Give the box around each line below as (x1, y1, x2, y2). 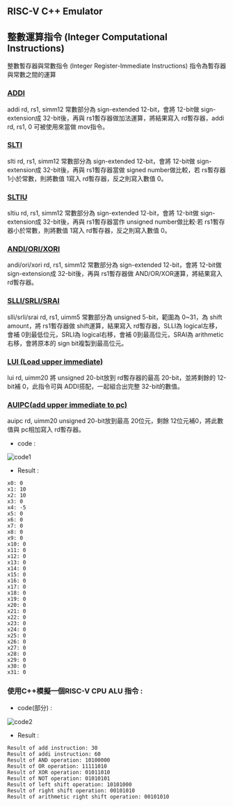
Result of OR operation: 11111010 (7, 762, 108, 769)
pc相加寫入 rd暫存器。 (20, 425, 86, 434)
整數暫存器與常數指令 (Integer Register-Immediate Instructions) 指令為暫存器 (7, 62, 227, 70)
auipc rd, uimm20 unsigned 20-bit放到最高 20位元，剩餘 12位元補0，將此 (7, 417, 218, 425)
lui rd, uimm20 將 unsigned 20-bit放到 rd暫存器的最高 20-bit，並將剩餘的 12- (7, 373, 227, 382)
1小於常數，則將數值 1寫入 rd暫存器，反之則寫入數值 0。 (7, 174, 168, 183)
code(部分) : (17, 703, 53, 712)
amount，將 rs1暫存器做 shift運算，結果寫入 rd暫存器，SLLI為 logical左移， (7, 321, 221, 330)
